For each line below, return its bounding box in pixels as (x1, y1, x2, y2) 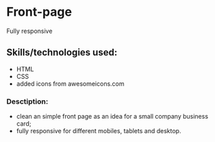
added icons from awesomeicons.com (16, 80, 125, 88)
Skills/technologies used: (6, 47, 118, 58)
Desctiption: (6, 97, 49, 106)
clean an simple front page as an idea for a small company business (16, 113, 209, 121)
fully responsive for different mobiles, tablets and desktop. (16, 127, 181, 135)
